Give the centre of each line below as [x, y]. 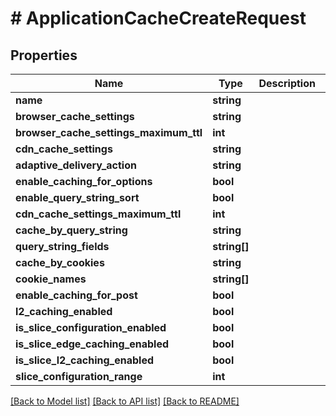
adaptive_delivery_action [76, 165]
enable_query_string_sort [77, 197]
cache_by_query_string [71, 230]
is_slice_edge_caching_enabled [92, 344]
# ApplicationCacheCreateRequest [158, 18]
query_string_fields [62, 246]
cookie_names [51, 279]
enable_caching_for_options [84, 181]
